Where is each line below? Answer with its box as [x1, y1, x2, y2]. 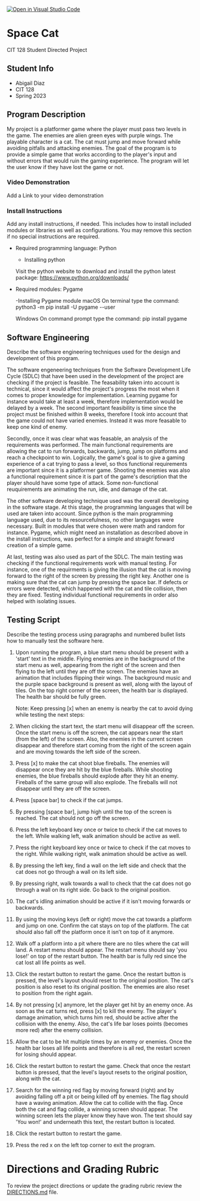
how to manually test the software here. [7, 637, 104, 644]
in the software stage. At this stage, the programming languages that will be [7, 503, 193, 511]
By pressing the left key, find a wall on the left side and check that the [15, 862, 186, 869]
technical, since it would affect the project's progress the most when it [7, 385, 180, 392]
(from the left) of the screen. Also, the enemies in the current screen [15, 735, 183, 742]
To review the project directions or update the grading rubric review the [7, 1182, 182, 1189]
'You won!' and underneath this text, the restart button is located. [15, 1118, 176, 1125]
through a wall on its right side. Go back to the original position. [15, 886, 171, 893]
